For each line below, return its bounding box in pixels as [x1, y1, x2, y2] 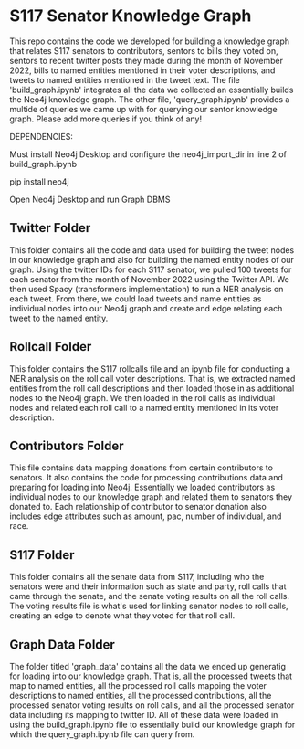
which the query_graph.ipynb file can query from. [9, 729, 195, 740]
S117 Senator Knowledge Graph [9, 5, 252, 26]
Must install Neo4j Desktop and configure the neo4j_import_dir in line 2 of [9, 148, 288, 160]
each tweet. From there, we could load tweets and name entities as [9, 293, 262, 304]
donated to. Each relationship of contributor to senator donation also [9, 501, 267, 512]
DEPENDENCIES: [9, 131, 73, 142]
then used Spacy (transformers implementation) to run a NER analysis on [9, 283, 284, 294]
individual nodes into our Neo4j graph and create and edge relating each [9, 302, 283, 313]
